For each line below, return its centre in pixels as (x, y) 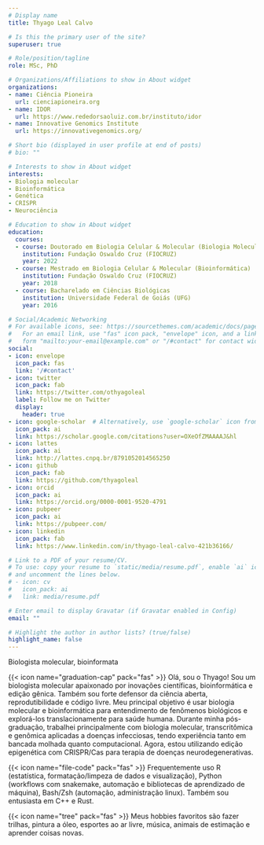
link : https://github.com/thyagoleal (77, 480)
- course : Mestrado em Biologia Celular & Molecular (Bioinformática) (133, 269)
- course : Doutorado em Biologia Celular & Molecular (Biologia (123, 247)
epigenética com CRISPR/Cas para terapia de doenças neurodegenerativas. (131, 752)
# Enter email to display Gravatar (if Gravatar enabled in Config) (123, 611)
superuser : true (35, 44)
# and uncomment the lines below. (65, 575)
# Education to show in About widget (70, 225)
